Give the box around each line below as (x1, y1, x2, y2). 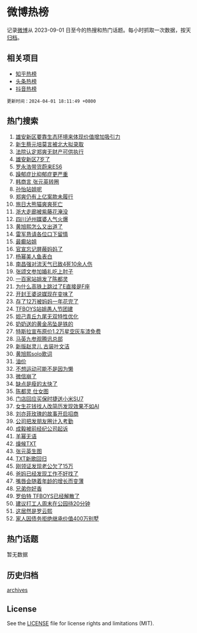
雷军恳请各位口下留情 (15, 230, 68, 237)
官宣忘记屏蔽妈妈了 (15, 245, 63, 252)
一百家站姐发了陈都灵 (15, 275, 68, 282)
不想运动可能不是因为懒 (15, 365, 73, 372)
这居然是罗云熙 (15, 507, 53, 514)
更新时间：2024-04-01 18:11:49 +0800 (7, 98, 96, 104)
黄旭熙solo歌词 (15, 350, 53, 357)
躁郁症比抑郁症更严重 (15, 170, 68, 177)
